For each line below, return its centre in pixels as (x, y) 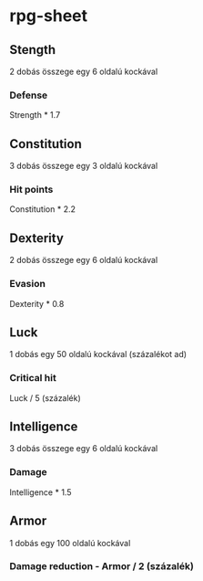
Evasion (27, 284)
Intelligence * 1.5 (41, 492)
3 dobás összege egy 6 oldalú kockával (84, 449)
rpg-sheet (49, 16)
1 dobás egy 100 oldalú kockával (70, 543)
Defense (29, 95)
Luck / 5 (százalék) (46, 397)
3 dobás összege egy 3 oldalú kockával (84, 166)
